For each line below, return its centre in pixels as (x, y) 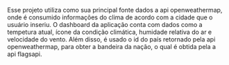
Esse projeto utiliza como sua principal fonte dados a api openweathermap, (115, 10)
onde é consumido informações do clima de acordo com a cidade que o (110, 17)
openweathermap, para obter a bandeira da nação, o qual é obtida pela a (112, 47)
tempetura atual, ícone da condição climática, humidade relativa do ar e (110, 32)
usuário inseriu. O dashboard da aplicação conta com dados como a (105, 25)
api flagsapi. (25, 54)
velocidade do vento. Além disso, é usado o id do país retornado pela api (111, 39)
